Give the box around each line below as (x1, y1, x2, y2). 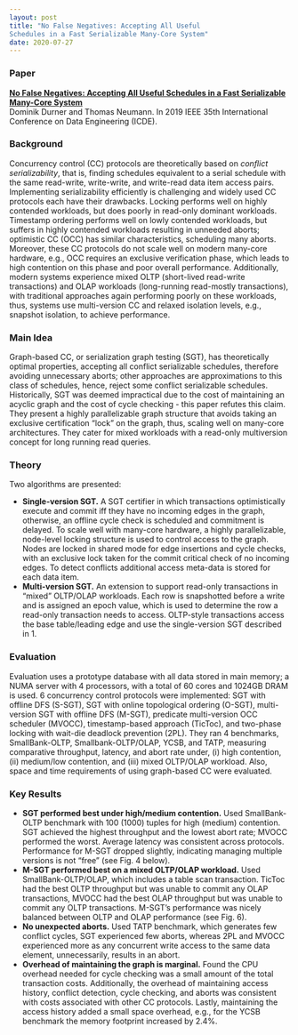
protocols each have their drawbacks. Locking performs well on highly (9, 196, 268, 206)
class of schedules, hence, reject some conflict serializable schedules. (9, 380, 269, 391)
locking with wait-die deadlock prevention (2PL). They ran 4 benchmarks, (9, 727, 279, 738)
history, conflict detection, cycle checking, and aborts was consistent (21, 988, 278, 999)
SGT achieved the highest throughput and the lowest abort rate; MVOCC (21, 827, 287, 838)
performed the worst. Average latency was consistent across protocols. (21, 837, 285, 847)
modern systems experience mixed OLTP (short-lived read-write (9, 271, 246, 282)
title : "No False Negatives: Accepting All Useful (9, 21, 201, 30)
